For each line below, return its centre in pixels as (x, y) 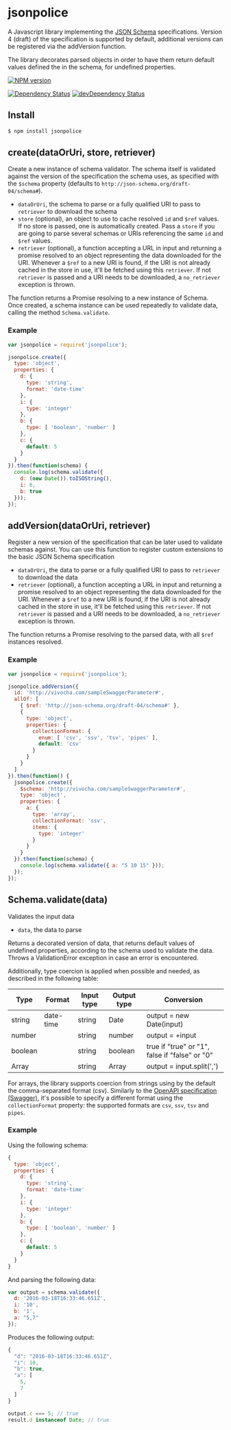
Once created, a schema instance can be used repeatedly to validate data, (113, 305)
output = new (168, 1015)
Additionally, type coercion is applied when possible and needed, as (104, 971)
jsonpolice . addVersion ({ (43, 686)
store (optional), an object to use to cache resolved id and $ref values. (118, 219)
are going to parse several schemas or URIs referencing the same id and (120, 234)
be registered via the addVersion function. (67, 46)
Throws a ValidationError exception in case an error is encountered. (103, 957)
